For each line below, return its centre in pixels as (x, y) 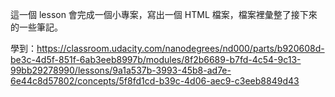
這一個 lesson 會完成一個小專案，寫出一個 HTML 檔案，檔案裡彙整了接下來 (164, 14)
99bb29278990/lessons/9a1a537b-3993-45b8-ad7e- (121, 70)
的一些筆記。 (36, 27)
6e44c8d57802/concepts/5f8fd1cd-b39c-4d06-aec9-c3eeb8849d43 (155, 81)
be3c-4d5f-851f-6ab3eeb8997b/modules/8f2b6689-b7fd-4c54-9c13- (156, 59)
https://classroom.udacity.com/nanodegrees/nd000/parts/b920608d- (180, 48)
